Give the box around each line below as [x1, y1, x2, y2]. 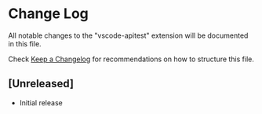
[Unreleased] [8, 77, 75, 90]
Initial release [19, 97, 63, 107]
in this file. [8, 39, 42, 48]
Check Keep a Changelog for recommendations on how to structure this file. [8, 54, 255, 64]
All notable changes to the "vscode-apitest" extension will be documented [8, 31, 249, 40]
